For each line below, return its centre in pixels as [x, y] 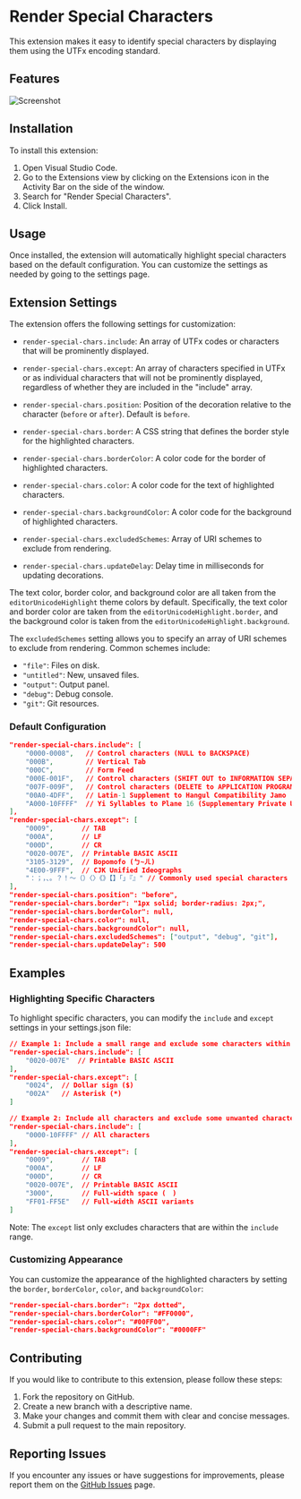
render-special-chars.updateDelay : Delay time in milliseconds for [143, 566]
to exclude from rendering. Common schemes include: [110, 648]
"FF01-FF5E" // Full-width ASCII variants [110, 1202]
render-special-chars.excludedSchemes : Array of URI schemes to [142, 539]
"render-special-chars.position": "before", [94, 895]
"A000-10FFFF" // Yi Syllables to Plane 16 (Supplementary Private [156, 803]
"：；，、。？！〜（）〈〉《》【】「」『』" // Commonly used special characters [157, 878]
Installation [41, 128]
